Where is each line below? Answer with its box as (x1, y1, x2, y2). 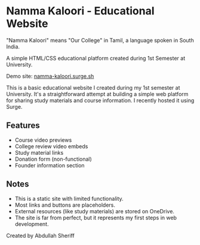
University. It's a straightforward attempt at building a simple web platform (6, 90, 189, 97)
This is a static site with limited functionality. (14, 195, 124, 202)
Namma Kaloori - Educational (6, 4, 155, 18)
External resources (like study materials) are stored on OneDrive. (14, 207, 175, 215)
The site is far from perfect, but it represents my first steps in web (14, 214, 177, 221)
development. (14, 220, 49, 228)
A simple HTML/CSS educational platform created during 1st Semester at (6, 54, 186, 62)
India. (6, 43, 20, 50)
